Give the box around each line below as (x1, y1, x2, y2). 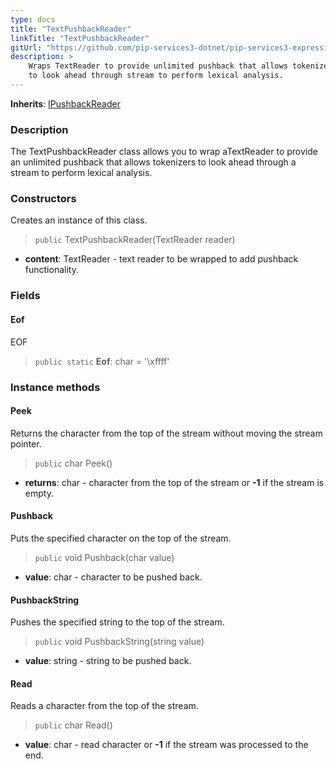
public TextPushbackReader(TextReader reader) (34, 234, 236, 246)
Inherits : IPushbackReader (10, 97, 121, 110)
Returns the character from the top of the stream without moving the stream (10, 427, 323, 439)
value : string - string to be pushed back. (24, 655, 192, 667)
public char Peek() (34, 457, 113, 469)
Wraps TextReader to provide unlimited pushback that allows (28, 61, 288, 71)
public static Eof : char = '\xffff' (34, 355, 170, 367)
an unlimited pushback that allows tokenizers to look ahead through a (10, 156, 297, 168)
